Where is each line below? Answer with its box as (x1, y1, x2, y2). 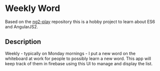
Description (5, 38, 41, 46)
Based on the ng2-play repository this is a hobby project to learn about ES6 (5, 19, 156, 24)
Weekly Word (5, 3, 60, 14)
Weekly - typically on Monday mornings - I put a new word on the (5, 50, 136, 56)
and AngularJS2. (5, 24, 38, 29)
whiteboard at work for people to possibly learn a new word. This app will (5, 56, 151, 61)
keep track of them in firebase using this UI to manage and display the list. (5, 60, 153, 66)
